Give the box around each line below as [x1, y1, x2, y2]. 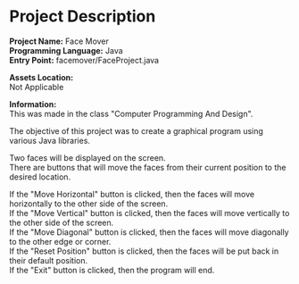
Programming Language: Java [9, 45, 123, 55]
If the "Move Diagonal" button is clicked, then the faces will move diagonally [9, 226, 289, 238]
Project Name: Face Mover [9, 36, 110, 46]
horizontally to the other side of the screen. [9, 198, 169, 209]
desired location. [9, 171, 71, 182]
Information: [9, 98, 57, 109]
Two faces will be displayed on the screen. [9, 152, 167, 163]
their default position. [9, 255, 87, 265]
